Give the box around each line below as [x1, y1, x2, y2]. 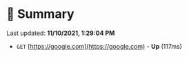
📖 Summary [6, 6, 74, 22]
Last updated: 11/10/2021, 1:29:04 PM [6, 29, 115, 37]
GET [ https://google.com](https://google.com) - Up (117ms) [16, 42, 182, 50]
